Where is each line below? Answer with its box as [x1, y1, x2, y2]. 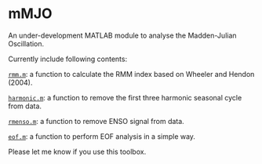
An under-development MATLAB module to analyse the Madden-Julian [8, 31, 237, 40]
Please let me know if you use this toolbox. [8, 147, 147, 156]
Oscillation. [8, 38, 45, 48]
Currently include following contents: [8, 54, 128, 64]
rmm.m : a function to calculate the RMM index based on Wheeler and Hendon [8, 69, 255, 78]
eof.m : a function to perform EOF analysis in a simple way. [8, 131, 196, 141]
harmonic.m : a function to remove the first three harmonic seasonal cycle [8, 93, 242, 102]
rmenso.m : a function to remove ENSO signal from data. [8, 116, 184, 126]
